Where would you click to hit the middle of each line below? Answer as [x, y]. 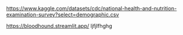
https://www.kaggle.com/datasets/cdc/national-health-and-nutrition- [91, 8]
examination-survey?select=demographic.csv [63, 15]
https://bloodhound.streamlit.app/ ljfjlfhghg [59, 26]
